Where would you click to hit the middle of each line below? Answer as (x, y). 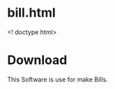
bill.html (31, 13)
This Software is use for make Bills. (58, 79)
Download (37, 60)
